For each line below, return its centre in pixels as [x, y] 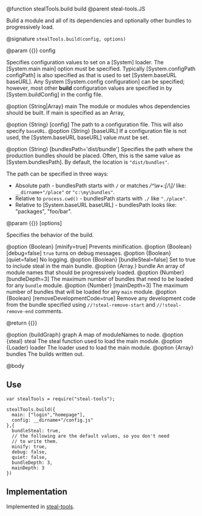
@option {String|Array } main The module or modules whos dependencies [98, 106]
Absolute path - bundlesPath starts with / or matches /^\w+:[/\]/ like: [100, 185]
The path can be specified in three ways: [57, 174]
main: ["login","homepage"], [49, 415]
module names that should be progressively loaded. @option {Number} [96, 272]
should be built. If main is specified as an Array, [66, 113]
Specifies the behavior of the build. [50, 235]
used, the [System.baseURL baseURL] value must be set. [78, 137]
